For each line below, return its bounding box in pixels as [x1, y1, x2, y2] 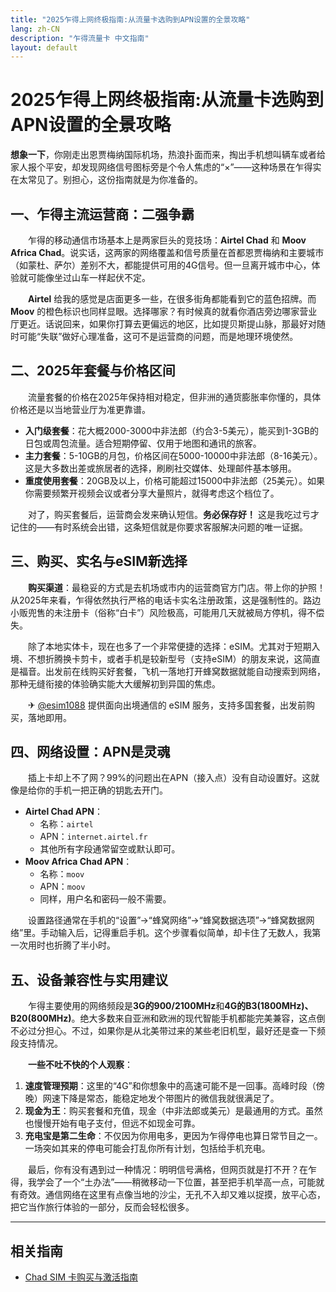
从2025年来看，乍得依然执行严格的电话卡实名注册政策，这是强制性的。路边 [10, 594, 322, 606]
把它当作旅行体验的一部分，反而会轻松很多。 [10, 1201, 195, 1213]
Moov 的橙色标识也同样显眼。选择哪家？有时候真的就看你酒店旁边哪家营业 [10, 306, 318, 317]
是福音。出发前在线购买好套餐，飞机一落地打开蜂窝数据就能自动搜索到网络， [10, 665, 326, 677]
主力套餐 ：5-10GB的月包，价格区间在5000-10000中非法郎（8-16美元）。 [24, 449, 323, 461]
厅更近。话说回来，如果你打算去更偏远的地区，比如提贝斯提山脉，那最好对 [10, 318, 317, 330]
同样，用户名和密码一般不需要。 [39, 893, 172, 905]
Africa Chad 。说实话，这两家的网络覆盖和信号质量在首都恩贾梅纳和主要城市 [10, 247, 325, 258]
